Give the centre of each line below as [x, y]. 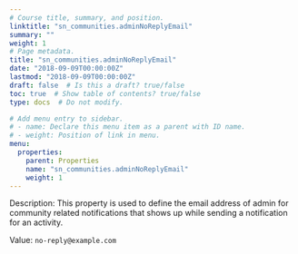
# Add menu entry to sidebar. [67, 119]
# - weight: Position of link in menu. [85, 136]
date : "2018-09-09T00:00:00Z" [67, 69]
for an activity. [36, 222]
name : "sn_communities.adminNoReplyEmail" [107, 169]
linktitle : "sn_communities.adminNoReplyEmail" [101, 26]
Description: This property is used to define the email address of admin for [149, 203]
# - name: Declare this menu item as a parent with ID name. [128, 127]
